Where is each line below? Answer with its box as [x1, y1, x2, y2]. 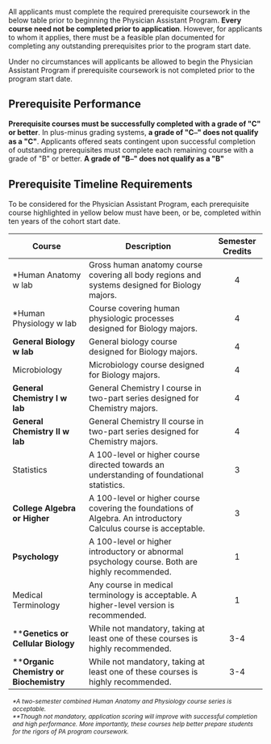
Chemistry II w [12, 426, 70, 437]
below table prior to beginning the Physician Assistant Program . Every [8, 15, 242, 25]
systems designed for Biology [88, 279, 202, 290]
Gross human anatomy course [88, 259, 203, 270]
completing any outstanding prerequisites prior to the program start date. [8, 41, 252, 51]
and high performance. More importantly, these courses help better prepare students [12, 719, 254, 728]
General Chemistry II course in [88, 415, 204, 427]
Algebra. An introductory [88, 512, 182, 523]
